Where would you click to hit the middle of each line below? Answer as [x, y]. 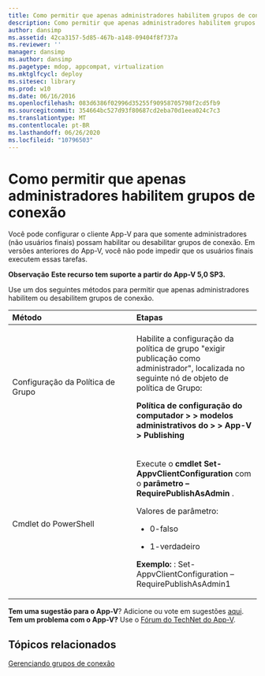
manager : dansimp [37, 52]
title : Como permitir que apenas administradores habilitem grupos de [127, 15]
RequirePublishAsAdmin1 [184, 584]
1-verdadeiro [175, 547]
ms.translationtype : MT [47, 118]
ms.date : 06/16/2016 [42, 96]
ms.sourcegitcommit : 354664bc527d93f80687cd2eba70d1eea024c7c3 [114, 111]
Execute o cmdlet [170, 464]
